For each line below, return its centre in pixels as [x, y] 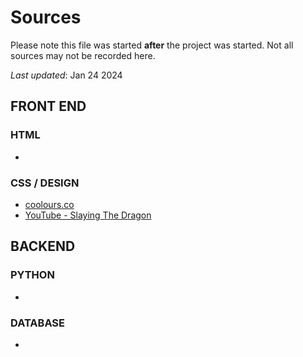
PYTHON [32, 275]
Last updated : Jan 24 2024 [66, 75]
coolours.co [49, 204]
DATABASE [38, 323]
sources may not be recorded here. [83, 55]
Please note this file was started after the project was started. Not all [152, 45]
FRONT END [48, 106]
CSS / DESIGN [45, 183]
